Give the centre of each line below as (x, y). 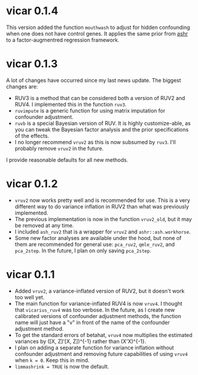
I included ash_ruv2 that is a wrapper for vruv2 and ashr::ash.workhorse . (103, 232)
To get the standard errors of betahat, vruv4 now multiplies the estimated (103, 335)
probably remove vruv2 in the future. (59, 148)
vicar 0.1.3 (32, 64)
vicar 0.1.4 (32, 11)
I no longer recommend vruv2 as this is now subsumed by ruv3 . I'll (95, 142)
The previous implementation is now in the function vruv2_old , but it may (103, 219)
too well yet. (30, 297)
